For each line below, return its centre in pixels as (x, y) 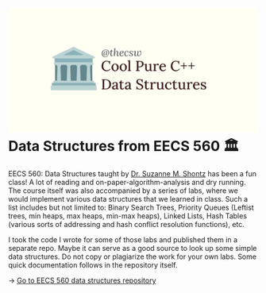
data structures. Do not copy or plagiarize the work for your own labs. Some (132, 256)
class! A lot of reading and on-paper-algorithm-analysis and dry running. (127, 182)
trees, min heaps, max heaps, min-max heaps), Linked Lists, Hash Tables (128, 216)
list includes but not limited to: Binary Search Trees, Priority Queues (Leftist (131, 207)
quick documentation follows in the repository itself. (93, 264)
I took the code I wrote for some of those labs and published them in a (123, 239)
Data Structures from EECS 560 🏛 (124, 146)
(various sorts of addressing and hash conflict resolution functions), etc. (126, 224)
